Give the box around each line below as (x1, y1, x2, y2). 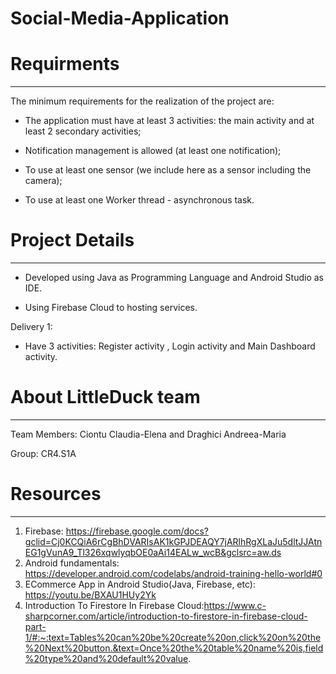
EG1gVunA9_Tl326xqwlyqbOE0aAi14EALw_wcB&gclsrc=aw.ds (24, 546, 282, 558)
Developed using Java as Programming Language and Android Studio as (24, 272, 324, 284)
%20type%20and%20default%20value (24, 652, 189, 664)
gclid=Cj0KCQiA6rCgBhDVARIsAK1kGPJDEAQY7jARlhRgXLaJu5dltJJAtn (24, 535, 323, 547)
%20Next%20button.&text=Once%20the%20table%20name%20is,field (24, 642, 324, 654)
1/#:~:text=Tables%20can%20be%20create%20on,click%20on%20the (24, 631, 322, 643)
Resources (10, 483, 102, 506)
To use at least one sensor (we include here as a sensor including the (24, 164, 312, 176)
